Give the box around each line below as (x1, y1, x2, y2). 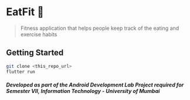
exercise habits (20, 30, 57, 37)
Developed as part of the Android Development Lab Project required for (6, 81, 184, 88)
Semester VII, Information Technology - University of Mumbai (6, 88, 160, 95)
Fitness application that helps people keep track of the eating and (20, 25, 179, 32)
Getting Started (6, 48, 64, 58)
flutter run (6, 68, 35, 75)
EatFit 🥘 (6, 5, 44, 19)
